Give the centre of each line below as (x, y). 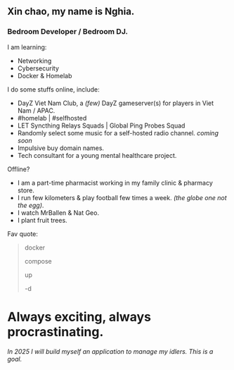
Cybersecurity (38, 68)
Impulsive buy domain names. (60, 148)
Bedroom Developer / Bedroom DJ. (68, 32)
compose (38, 261)
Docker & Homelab (45, 75)
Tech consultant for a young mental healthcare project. (97, 155)
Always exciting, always (79, 317)
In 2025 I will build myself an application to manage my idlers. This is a (110, 351)
